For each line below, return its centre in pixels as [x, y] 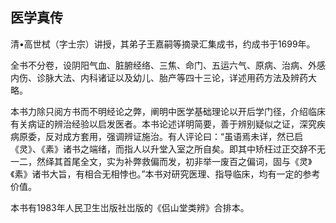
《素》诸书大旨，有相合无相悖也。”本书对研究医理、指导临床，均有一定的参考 [165, 174]
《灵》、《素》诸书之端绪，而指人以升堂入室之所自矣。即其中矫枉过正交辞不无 [168, 149]
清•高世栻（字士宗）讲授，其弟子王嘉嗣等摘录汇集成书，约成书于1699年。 [163, 44]
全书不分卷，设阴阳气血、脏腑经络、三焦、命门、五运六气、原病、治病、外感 [168, 65]
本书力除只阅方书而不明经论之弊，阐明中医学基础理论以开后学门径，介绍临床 [168, 111]
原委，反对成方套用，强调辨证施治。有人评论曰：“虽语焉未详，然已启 [161, 136]
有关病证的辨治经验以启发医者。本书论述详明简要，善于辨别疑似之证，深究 [163, 124]
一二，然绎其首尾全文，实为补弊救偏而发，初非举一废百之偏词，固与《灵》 [161, 161]
